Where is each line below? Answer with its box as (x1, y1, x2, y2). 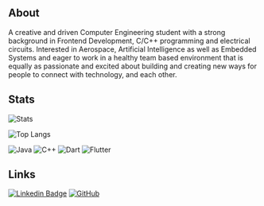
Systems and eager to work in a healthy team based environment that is (8, 52, 244, 62)
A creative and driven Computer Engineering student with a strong (8, 27, 226, 37)
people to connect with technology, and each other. (8, 69, 177, 79)
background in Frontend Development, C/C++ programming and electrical (8, 36, 250, 45)
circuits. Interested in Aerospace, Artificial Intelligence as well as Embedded (8, 44, 257, 54)
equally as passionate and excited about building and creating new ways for (8, 61, 257, 71)
